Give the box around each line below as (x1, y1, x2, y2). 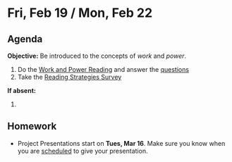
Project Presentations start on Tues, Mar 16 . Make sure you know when (17, 139, 226, 147)
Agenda (7, 33, 43, 45)
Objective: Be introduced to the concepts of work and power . (7, 51, 187, 60)
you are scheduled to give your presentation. (17, 147, 148, 155)
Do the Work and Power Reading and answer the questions (17, 66, 189, 73)
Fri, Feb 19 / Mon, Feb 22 (7, 5, 153, 21)
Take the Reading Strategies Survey (17, 73, 122, 81)
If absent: (7, 87, 37, 94)
